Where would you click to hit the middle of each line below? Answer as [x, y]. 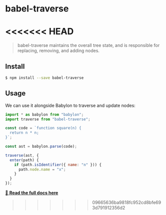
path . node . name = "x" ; [42, 169]
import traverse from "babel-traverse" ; [48, 119]
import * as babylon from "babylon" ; [44, 114]
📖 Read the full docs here [32, 193]
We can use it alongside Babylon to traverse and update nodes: [70, 105]
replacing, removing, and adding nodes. [58, 51]
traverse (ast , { [22, 155]
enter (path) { [24, 160]
